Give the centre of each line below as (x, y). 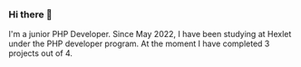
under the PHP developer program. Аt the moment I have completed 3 (139, 43)
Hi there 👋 (31, 14)
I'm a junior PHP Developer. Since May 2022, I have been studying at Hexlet (150, 34)
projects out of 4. (41, 53)
